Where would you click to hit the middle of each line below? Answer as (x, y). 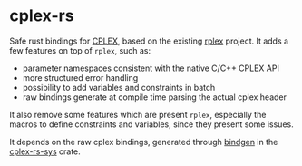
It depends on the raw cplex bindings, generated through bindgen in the (144, 142)
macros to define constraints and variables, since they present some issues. (151, 124)
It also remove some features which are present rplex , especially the (138, 114)
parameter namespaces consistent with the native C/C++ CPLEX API (151, 68)
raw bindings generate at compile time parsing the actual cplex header (155, 97)
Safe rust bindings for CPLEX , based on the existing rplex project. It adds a (149, 41)
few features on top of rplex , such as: (80, 50)
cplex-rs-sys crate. (45, 151)
